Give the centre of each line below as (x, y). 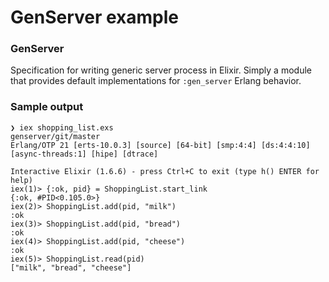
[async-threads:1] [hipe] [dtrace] (84, 154)
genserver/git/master (55, 136)
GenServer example (95, 17)
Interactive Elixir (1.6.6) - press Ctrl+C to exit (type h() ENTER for (165, 171)
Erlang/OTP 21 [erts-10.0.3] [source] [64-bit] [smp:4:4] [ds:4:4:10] (160, 145)
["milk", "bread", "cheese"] (71, 267)
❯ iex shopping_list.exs (62, 127)
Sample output (47, 107)
